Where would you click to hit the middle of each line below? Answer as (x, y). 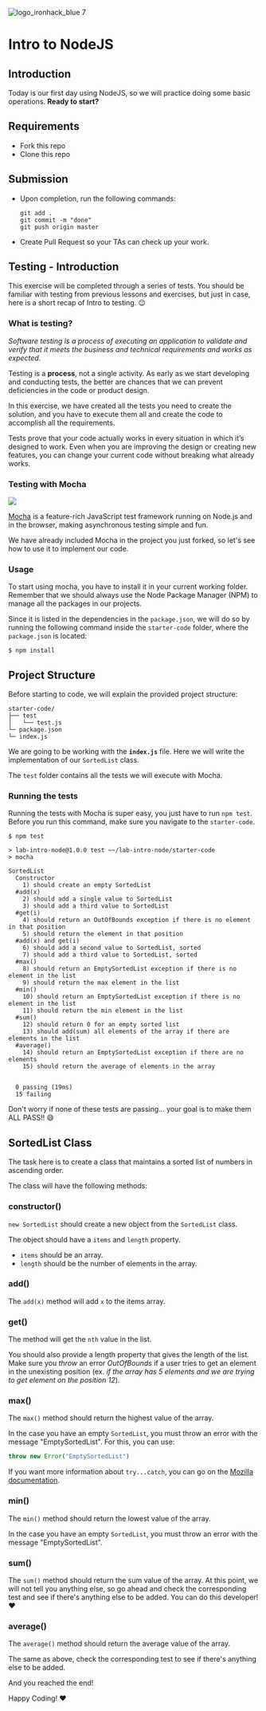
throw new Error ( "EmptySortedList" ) (69, 1457)
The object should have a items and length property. (94, 1239)
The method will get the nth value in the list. (80, 1340)
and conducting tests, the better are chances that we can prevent (115, 382)
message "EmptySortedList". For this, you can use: (92, 1442)
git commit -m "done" (55, 220)
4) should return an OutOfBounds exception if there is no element (137, 920)
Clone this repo (45, 154)
